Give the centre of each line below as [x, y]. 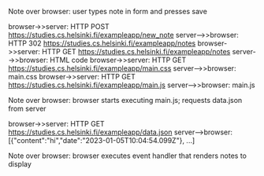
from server [27, 108]
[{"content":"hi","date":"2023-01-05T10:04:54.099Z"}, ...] [102, 140]
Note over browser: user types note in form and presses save [108, 11]
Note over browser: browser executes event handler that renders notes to [127, 156]
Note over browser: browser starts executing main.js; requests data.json [125, 100]
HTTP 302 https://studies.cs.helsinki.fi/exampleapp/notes [102, 43]
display [20, 164]
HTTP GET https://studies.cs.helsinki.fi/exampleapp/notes [136, 51]
